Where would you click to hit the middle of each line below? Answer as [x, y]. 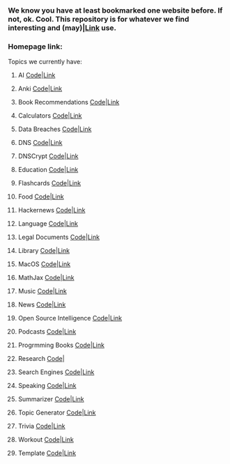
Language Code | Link [48, 224]
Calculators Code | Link [50, 116]
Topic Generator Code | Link [57, 412]
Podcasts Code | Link [47, 332]
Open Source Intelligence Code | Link [70, 318]
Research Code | [41, 359]
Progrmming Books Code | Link [61, 345]
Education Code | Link [48, 170]
